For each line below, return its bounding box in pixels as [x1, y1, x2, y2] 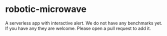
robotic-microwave [5, 3, 86, 15]
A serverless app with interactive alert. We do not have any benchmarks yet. [5, 20, 162, 26]
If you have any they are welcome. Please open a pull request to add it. [5, 25, 151, 31]
